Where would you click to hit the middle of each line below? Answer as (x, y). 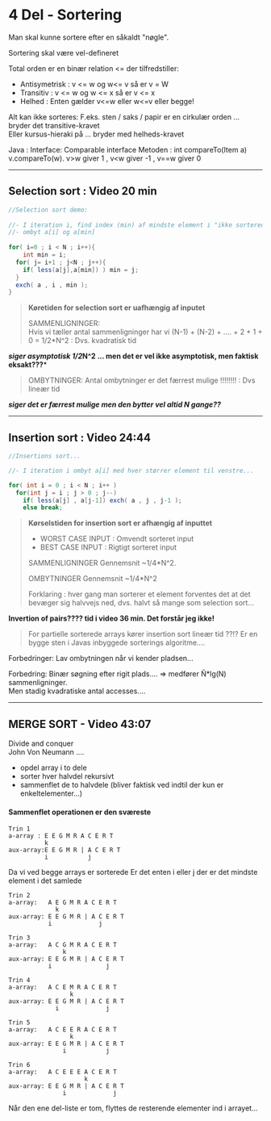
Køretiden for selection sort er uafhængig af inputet (117, 307)
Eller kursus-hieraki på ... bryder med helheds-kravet (96, 134)
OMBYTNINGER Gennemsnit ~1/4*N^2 (92, 579)
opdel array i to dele (53, 768)
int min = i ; (45, 255)
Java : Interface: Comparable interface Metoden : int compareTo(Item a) (128, 149)
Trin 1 (19, 829)
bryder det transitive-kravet (54, 125)
